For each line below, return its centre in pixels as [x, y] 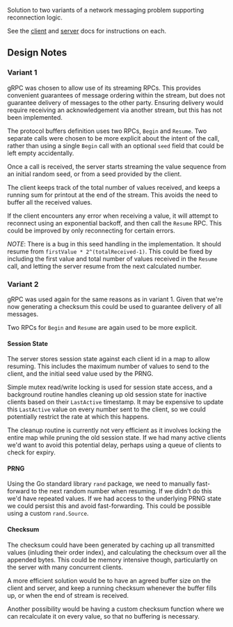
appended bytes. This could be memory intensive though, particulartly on [112, 559]
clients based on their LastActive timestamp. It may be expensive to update [115, 402]
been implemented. [35, 117]
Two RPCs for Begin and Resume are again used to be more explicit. [102, 327]
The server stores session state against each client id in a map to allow [109, 359]
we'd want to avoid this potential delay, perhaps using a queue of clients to [114, 445]
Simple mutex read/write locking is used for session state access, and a [110, 387]
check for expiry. [31, 452]
